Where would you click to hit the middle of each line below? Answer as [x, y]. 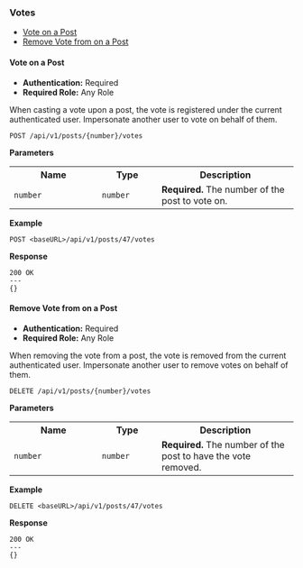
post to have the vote [206, 455]
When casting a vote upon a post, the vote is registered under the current [146, 109]
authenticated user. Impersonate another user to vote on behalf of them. [143, 119]
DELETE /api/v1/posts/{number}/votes [80, 391]
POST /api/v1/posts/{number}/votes [76, 136]
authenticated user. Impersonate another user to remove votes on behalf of [149, 365]
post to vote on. [195, 200]
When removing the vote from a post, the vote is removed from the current [148, 355]
